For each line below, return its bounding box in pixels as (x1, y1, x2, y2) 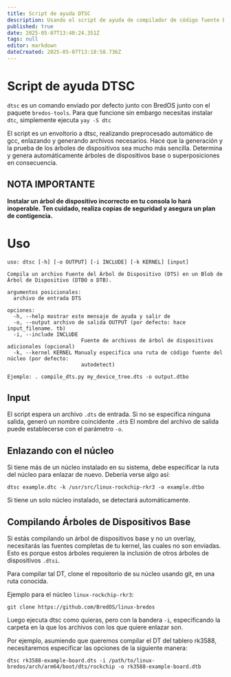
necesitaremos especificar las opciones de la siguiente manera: (7, 644, 188, 652)
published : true (7, 23, 54, 30)
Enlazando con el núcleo (7, 444, 115, 456)
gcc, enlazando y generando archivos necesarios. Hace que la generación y (7, 136, 223, 145)
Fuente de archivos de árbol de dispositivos (80, 337, 214, 344)
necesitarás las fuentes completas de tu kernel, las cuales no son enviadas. (7, 542, 221, 549)
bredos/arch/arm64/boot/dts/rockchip (7, 663, 115, 670)
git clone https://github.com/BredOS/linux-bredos (7, 604, 155, 611)
